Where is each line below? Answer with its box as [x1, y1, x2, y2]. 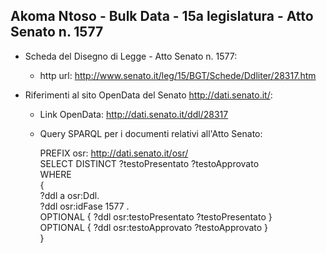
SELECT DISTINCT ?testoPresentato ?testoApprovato [39, 157, 260, 169]
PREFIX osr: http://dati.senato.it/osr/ [39, 147, 189, 159]
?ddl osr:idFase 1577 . [39, 200, 130, 212]
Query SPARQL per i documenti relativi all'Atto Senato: [39, 127, 263, 139]
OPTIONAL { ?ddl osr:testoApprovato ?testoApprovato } [39, 221, 269, 233]
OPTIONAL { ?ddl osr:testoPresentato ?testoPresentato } [39, 210, 273, 223]
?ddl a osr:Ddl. [39, 189, 100, 201]
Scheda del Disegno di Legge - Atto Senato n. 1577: [24, 50, 238, 62]
